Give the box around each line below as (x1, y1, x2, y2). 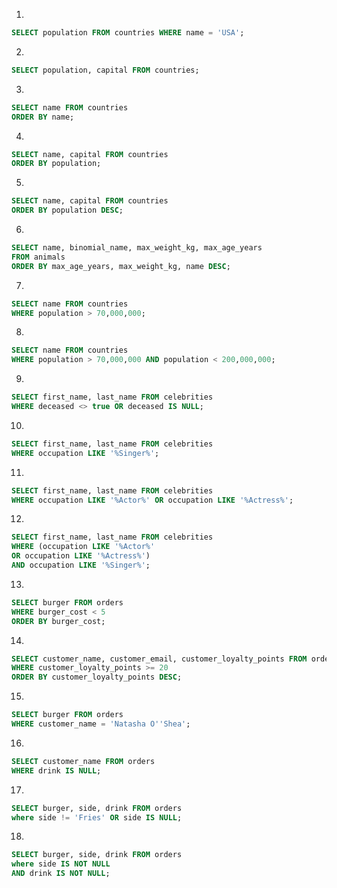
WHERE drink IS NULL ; (11, 765, 102, 776)
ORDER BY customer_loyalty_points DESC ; (11, 672, 183, 683)
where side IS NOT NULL (11, 859, 111, 869)
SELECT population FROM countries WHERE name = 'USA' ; (11, 28, 245, 38)
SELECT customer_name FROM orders (11, 756, 156, 766)
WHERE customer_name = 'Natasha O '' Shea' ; (11, 719, 191, 729)
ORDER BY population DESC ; (11, 205, 124, 216)
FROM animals (11, 252, 66, 262)
